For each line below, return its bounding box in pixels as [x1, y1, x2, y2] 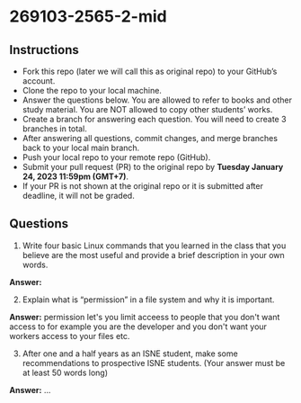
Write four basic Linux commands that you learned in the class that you [22, 240, 287, 251]
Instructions [9, 42, 79, 58]
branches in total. [22, 123, 87, 134]
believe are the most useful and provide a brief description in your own [22, 249, 285, 260]
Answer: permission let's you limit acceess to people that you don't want [9, 311, 280, 322]
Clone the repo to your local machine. [22, 85, 162, 95]
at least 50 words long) [22, 367, 108, 378]
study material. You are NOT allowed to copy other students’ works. [22, 104, 273, 114]
